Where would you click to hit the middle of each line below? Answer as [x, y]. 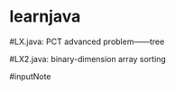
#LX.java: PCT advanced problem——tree [87, 41]
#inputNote [30, 76]
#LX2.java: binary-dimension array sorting [88, 59]
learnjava [45, 17]
